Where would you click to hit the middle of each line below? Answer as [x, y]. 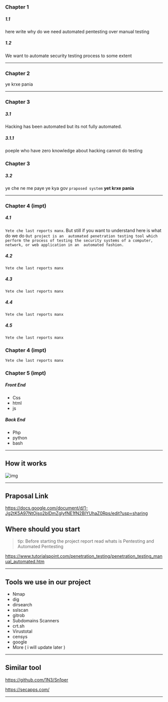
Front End [15, 385]
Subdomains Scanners [36, 621]
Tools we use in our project [48, 582]
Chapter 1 [17, 7]
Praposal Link [27, 496]
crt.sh [18, 626]
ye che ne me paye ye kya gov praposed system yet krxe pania [69, 188]
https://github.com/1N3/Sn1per [37, 679]
